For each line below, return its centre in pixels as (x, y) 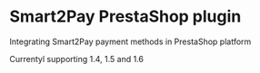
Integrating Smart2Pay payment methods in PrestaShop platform (130, 41)
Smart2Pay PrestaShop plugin (125, 17)
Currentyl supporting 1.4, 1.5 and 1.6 (76, 59)
